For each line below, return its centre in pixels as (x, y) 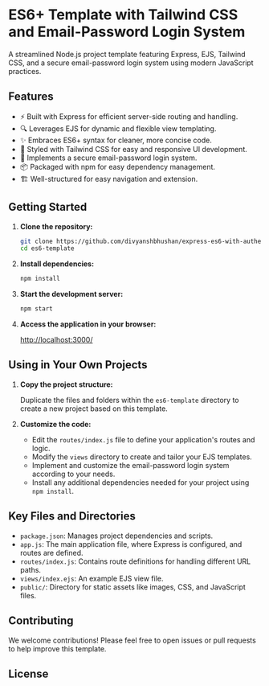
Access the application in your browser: (88, 324)
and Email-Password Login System (127, 32)
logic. (41, 448)
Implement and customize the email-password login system (130, 465)
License (29, 674)
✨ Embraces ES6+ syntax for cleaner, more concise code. (116, 140)
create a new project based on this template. (94, 409)
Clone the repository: (56, 226)
